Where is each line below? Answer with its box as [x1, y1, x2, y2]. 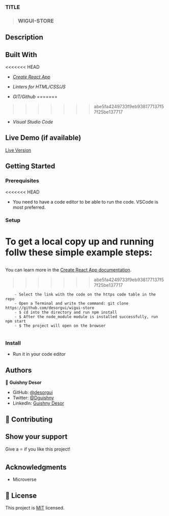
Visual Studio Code [12, 119, 53, 125]
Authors [5, 366, 32, 375]
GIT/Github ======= [12, 93, 58, 100]
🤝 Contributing [5, 415, 53, 424]
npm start [5, 319, 26, 324]
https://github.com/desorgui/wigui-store [5, 305, 95, 311]
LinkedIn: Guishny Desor [12, 400, 65, 406]
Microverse [12, 476, 37, 483]
